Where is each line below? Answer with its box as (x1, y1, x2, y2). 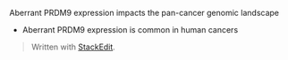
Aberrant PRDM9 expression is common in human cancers (21, 25, 239, 34)
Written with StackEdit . (30, 41, 116, 52)
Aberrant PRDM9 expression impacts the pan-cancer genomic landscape (9, 8, 280, 18)
